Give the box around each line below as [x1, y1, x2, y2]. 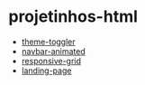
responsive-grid [21, 55, 82, 66]
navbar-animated [21, 45, 86, 56]
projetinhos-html [8, 6, 139, 27]
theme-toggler [21, 36, 76, 47]
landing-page [21, 65, 72, 76]
